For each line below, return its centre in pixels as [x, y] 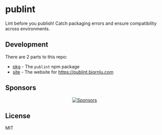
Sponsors [21, 88]
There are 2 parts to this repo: [36, 57]
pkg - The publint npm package [46, 66]
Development [27, 45]
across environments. [28, 28]
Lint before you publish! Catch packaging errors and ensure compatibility [81, 23]
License [18, 116]
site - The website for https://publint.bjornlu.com [63, 72]
